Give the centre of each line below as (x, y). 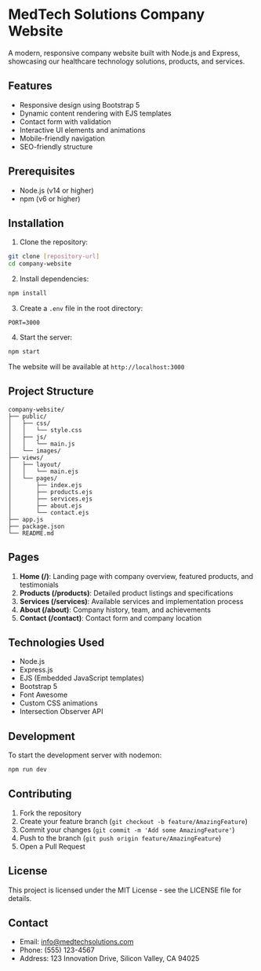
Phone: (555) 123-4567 (57, 950)
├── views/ (26, 457)
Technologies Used (56, 642)
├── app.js (26, 519)
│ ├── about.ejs (45, 506)
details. (20, 898)
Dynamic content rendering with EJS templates (96, 113)
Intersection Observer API (61, 712)
